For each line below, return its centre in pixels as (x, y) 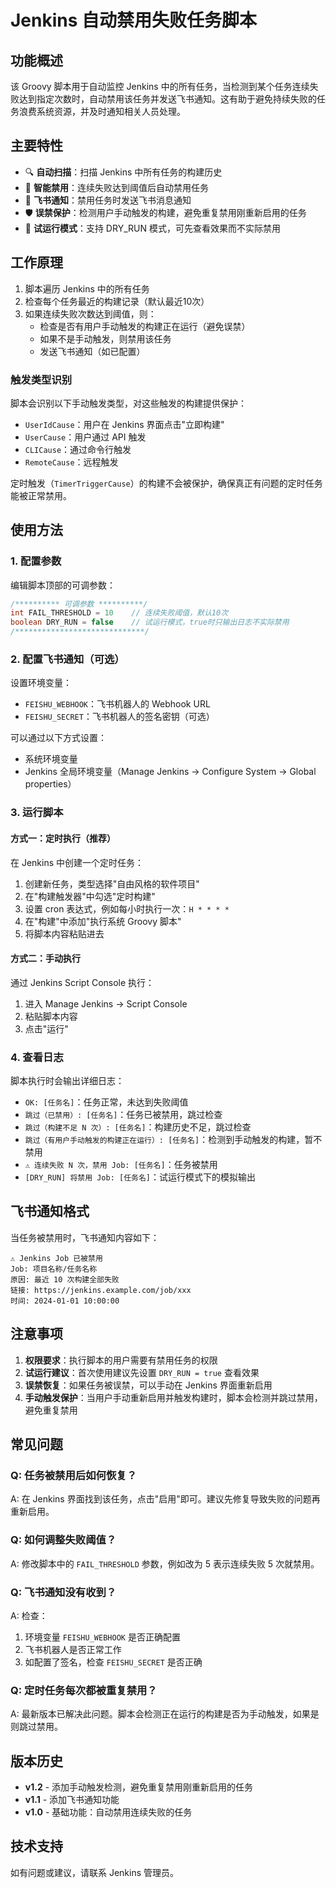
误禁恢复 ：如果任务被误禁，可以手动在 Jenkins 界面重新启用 (148, 1385)
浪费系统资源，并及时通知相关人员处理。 (102, 111)
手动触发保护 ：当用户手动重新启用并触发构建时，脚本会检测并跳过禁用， (173, 1397)
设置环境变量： (41, 683)
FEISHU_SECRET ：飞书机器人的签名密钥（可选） (119, 717)
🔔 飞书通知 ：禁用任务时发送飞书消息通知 (108, 200)
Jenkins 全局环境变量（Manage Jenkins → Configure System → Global (170, 772)
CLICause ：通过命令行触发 (78, 449)
